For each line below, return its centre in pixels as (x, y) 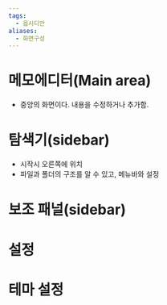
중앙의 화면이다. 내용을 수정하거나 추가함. (84, 105)
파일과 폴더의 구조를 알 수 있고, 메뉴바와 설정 (90, 174)
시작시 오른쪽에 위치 (51, 164)
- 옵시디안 (31, 23)
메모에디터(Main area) (80, 81)
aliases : (23, 31)
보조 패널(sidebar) (67, 210)
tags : (17, 16)
